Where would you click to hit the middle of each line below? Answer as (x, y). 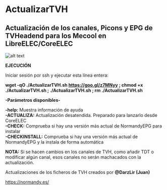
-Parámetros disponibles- (33, 100)
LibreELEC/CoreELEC (39, 44)
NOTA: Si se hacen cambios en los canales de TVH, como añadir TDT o (79, 152)
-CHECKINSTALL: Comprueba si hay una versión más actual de (71, 137)
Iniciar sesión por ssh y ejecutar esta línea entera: (57, 75)
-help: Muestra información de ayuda (44, 110)
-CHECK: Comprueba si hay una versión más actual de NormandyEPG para (84, 126)
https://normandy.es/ (27, 182)
